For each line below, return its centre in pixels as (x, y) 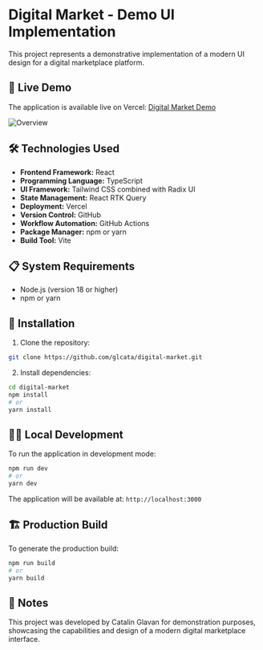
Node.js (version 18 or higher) (69, 289)
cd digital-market (39, 388)
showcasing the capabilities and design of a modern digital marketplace (127, 631)
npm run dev (28, 469)
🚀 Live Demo (40, 88)
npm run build (32, 563)
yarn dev (23, 484)
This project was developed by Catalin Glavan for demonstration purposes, (132, 622)
